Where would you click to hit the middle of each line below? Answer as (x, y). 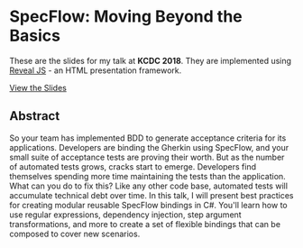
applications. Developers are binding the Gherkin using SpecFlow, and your (149, 147)
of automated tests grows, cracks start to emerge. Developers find (133, 166)
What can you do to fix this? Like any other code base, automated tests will (149, 186)
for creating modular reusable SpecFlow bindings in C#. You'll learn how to (148, 205)
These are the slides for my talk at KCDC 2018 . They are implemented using (150, 60)
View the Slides (38, 87)
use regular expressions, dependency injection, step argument (125, 215)
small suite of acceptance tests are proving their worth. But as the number (147, 157)
